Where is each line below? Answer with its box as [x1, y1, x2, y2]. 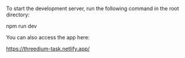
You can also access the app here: [6, 34, 90, 40]
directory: [6, 11, 30, 18]
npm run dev [6, 23, 37, 29]
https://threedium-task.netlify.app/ [6, 45, 90, 52]
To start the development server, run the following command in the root [6, 5, 180, 12]
